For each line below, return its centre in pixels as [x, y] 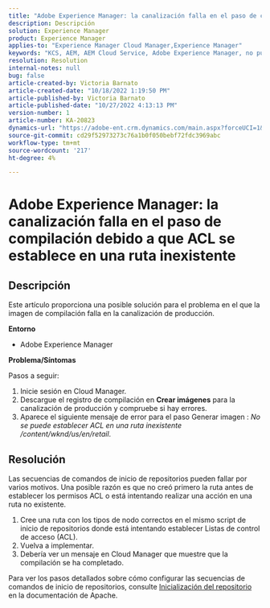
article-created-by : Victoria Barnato [73, 83]
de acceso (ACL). [49, 537]
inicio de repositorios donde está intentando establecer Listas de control [140, 528]
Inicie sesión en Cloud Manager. [73, 392]
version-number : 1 [39, 113]
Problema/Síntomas [42, 360]
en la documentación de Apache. [63, 595]
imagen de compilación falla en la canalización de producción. [112, 314]
